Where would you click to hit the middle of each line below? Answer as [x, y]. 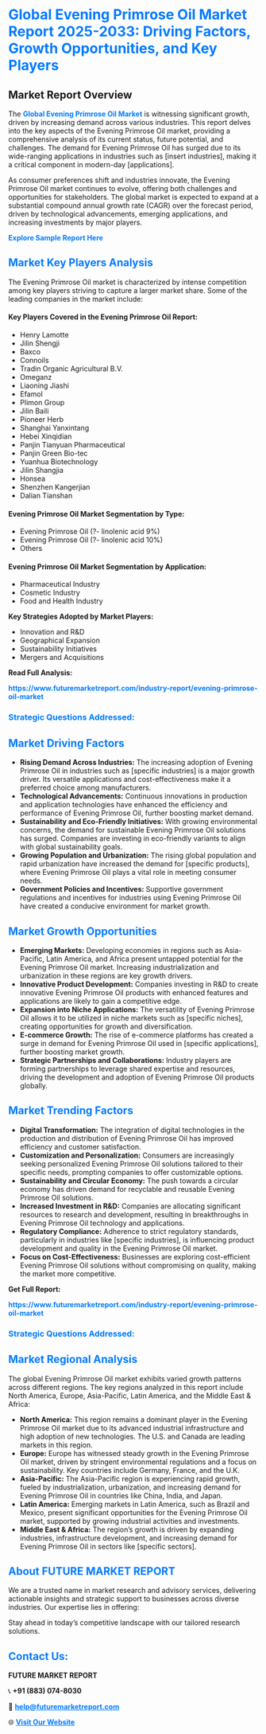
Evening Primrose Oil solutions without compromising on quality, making [138, 1265]
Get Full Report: [35, 1289]
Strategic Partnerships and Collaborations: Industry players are [125, 1060]
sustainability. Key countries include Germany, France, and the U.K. [129, 1470]
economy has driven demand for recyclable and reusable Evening [127, 1189]
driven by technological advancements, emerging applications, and [118, 214]
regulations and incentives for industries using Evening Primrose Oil [130, 898]
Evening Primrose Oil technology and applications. [102, 1223]
